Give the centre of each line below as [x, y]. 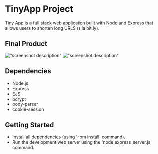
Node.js [20, 83]
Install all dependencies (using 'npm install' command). [69, 137]
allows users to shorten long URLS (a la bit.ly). [52, 28]
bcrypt [19, 99]
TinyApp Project [39, 9]
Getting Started [30, 125]
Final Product [26, 44]
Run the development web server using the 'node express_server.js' [82, 142]
